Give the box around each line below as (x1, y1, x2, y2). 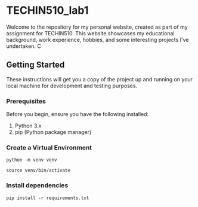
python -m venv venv (6, 157, 58, 163)
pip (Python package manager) (14, 129, 92, 136)
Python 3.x (14, 122, 42, 129)
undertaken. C (6, 42, 42, 50)
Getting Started (6, 60, 65, 70)
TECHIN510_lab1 (6, 4, 89, 17)
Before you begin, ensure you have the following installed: (6, 111, 149, 118)
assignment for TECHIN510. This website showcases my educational (6, 29, 175, 36)
